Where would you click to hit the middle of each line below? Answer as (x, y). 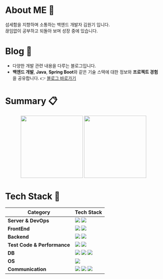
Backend (18, 237)
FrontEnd (19, 229)
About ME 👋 (30, 10)
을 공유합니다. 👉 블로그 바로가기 (44, 78)
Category (39, 212)
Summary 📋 (31, 101)
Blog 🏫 (19, 51)
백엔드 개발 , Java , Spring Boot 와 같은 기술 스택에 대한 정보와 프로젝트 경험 (85, 72)
